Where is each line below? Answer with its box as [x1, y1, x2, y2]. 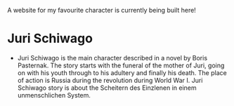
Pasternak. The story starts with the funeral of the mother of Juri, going [17, 61, 225, 69]
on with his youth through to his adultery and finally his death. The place [17, 68, 227, 77]
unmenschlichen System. [17, 91, 91, 99]
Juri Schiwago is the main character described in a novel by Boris [17, 53, 208, 62]
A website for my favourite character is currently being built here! [7, 6, 197, 14]
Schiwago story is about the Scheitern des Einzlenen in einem [17, 84, 197, 92]
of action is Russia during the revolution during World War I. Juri [17, 76, 203, 84]
